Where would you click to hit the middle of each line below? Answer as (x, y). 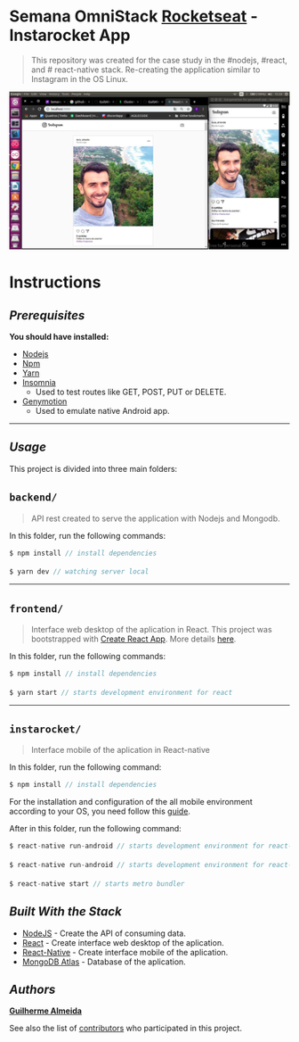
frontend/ (36, 608)
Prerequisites (47, 315)
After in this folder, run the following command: (96, 829)
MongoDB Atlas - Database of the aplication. (104, 962)
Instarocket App (70, 35)
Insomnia (39, 382)
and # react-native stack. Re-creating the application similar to (145, 70)
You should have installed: (59, 336)
